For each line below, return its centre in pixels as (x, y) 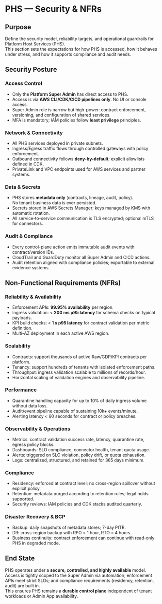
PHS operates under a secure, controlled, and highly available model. (76, 570)
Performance (21, 390)
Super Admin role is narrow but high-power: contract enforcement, (79, 110)
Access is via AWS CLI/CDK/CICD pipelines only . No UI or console (79, 99)
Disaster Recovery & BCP (35, 517)
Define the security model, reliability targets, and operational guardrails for (80, 39)
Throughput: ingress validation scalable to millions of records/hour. (79, 372)
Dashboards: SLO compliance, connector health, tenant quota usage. (81, 450)
